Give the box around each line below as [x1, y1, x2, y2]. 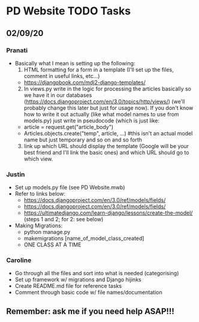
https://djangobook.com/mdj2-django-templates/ [23, 79, 146, 86]
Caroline [6, 256, 32, 264]
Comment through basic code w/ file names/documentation [14, 289, 163, 296]
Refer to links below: [14, 190, 66, 197]
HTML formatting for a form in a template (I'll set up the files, [23, 66, 174, 73]
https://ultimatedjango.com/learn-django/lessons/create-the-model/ [23, 209, 193, 216]
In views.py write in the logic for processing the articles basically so [23, 85, 192, 92]
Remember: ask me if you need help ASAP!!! [6, 306, 175, 316]
